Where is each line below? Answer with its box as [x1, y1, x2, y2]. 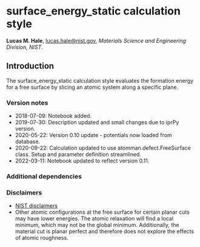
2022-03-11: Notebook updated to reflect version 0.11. [15, 157, 150, 164]
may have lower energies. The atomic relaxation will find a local [15, 215, 174, 222]
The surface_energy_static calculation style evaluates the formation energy [6, 77, 194, 84]
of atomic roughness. [15, 234, 68, 242]
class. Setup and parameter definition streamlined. [15, 151, 141, 158]
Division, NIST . [6, 43, 44, 51]
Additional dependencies [6, 172, 82, 181]
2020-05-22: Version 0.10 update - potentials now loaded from [15, 132, 172, 139]
